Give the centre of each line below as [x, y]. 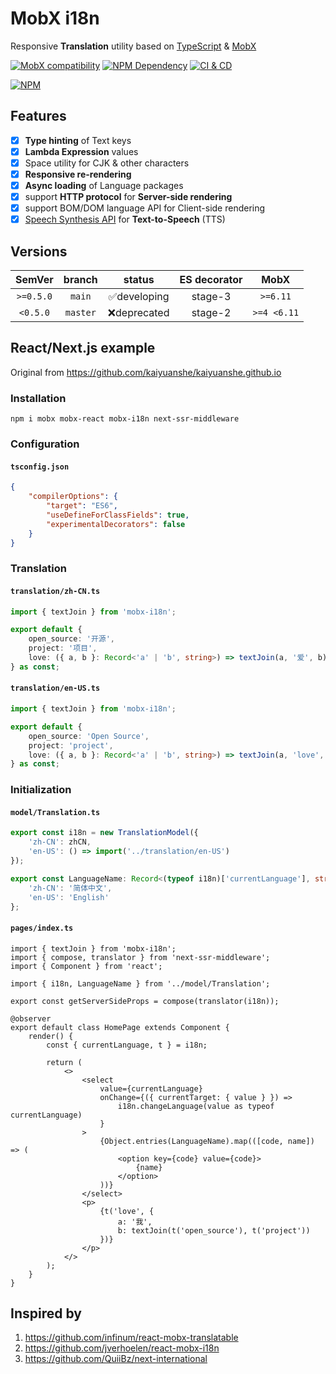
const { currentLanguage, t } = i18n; [127, 1045]
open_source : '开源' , [72, 639]
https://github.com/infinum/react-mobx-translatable [131, 1338]
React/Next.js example [83, 348]
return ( [64, 1062]
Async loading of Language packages [104, 185]
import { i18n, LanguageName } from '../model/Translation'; [140, 983]
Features [38, 116]
